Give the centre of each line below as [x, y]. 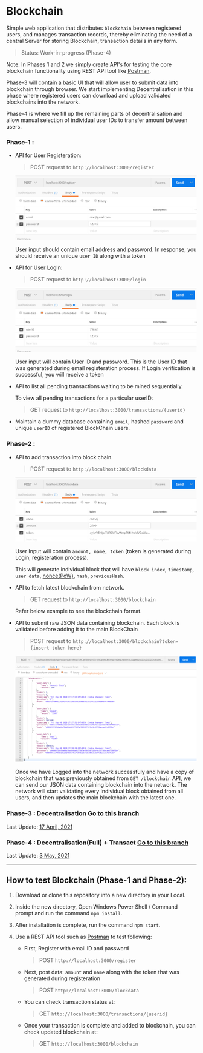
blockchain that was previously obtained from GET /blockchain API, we [103, 778]
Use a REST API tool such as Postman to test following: [83, 937]
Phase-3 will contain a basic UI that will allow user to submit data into [92, 82]
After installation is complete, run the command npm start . [88, 925]
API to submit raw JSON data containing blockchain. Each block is [97, 622]
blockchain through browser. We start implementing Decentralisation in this [100, 89]
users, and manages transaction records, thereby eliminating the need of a [99, 34]
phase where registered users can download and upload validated [89, 95]
